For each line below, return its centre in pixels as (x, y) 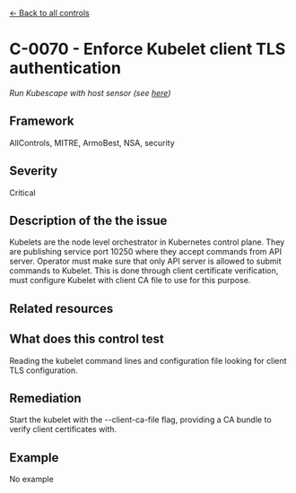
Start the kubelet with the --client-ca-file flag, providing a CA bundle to (140, 419)
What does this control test (87, 339)
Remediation (46, 398)
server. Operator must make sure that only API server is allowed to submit (145, 261)
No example (31, 480)
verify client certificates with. (63, 429)
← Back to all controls (49, 13)
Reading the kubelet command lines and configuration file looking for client (148, 360)
